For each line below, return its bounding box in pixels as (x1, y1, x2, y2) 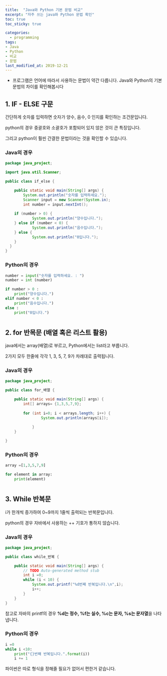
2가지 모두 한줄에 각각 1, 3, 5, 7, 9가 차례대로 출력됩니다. (5, 353, 115, 359)
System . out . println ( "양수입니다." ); (31, 216, 103, 221)
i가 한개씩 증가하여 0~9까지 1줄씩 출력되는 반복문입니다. (5, 509, 114, 515)
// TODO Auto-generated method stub (23, 568, 99, 573)
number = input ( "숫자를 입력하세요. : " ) (5, 273, 84, 278)
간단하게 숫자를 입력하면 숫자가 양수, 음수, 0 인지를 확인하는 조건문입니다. (5, 114, 148, 120)
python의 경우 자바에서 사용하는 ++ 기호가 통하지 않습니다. (5, 520, 120, 526)
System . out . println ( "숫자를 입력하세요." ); (23, 193, 106, 198)
